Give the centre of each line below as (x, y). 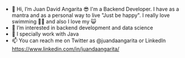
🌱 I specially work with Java (45, 34)
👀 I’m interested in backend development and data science (82, 28)
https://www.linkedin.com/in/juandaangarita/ (66, 49)
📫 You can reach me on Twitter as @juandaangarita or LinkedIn (88, 40)
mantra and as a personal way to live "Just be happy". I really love (91, 15)
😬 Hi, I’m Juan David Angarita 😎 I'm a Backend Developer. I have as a (95, 9)
